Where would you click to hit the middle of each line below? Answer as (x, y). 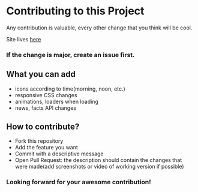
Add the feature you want (46, 148)
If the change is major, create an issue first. (70, 55)
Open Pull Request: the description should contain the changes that (98, 160)
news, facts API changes (46, 108)
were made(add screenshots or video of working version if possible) (99, 167)
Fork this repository (39, 141)
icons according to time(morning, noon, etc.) (70, 89)
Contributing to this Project (75, 11)
